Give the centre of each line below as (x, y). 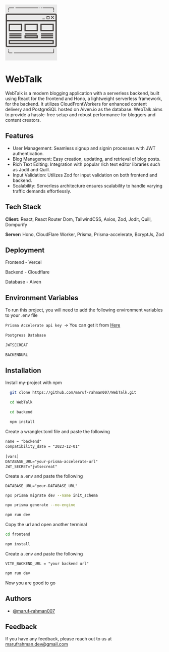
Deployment (25, 250)
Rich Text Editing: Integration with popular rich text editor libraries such (86, 164)
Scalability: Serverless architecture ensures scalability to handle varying (87, 185)
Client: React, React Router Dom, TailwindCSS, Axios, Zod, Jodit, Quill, (79, 219)
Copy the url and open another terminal (46, 525)
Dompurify (16, 224)
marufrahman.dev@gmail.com (37, 644)
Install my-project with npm (34, 383)
